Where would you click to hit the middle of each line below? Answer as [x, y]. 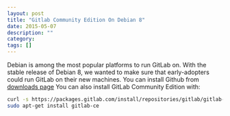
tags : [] [20, 45]
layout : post [26, 13]
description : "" [30, 33]
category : [21, 39]
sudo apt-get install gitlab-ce [53, 106]
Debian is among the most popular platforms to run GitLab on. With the [107, 65]
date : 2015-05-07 [32, 26]
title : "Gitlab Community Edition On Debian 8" [76, 20]
